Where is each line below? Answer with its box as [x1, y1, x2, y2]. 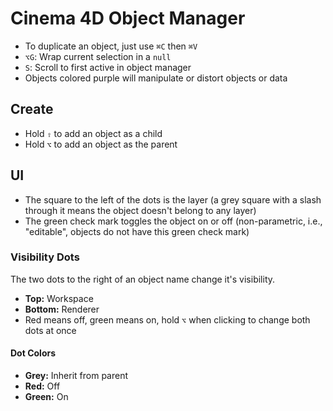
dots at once [24, 324, 77, 336]
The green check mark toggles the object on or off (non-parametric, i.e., [24, 215, 323, 227]
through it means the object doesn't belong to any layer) [24, 204, 257, 216]
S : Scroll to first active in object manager [24, 61, 192, 73]
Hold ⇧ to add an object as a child [24, 127, 163, 139]
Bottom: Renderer [24, 303, 100, 315]
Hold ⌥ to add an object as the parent [24, 138, 178, 150]
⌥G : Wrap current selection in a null [24, 50, 172, 62]
